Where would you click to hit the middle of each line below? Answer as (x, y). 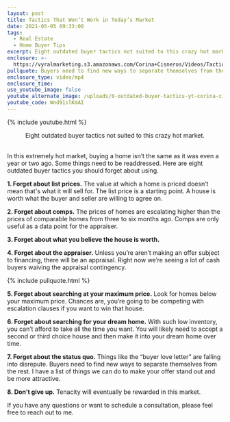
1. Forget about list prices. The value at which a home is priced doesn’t (108, 184)
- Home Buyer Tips (40, 45)
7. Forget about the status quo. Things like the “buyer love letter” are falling (114, 356)
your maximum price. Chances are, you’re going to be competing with (105, 301)
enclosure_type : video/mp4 (46, 77)
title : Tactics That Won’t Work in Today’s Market (81, 20)
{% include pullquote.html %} (49, 280)
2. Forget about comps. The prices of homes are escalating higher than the (114, 211)
